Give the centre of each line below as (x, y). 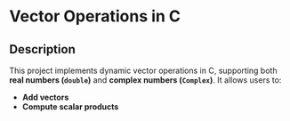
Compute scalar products (70, 107)
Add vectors (45, 97)
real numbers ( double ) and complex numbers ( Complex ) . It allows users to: (145, 80)
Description (42, 49)
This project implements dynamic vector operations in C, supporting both (143, 70)
